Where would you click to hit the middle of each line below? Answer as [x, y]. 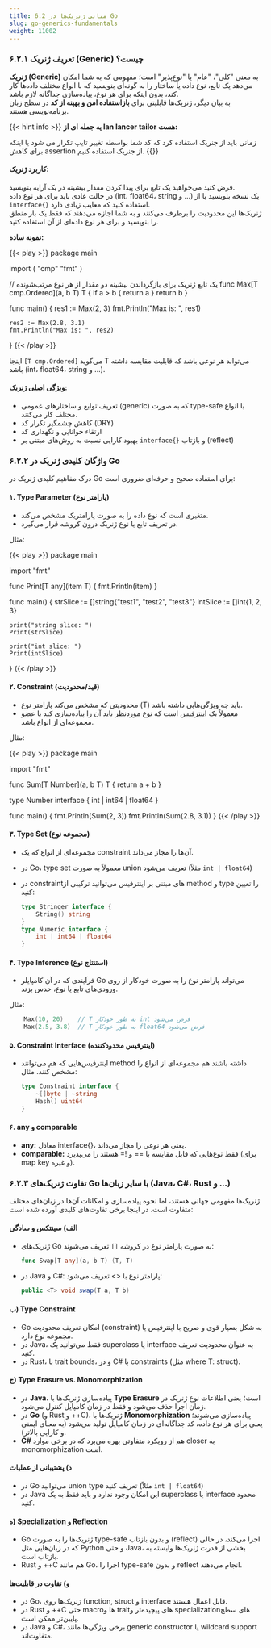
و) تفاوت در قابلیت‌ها [40, 1583]
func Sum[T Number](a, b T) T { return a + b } [85, 784]
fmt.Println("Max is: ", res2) [62, 330]
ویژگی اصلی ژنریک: [38, 387]
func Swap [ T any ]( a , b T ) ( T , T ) [77, 1261]
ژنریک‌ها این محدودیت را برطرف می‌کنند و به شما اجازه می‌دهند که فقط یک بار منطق [135, 213]
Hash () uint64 [59, 1102]
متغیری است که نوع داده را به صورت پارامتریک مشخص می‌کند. [115, 515]
